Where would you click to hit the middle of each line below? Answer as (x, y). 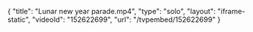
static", (19, 20)
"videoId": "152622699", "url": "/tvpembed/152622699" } (127, 20)
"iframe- (231, 11)
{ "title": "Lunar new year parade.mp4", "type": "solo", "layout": (112, 11)
